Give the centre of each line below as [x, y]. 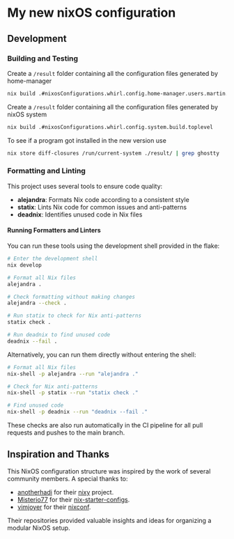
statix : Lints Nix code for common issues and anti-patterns [102, 207]
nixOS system [27, 114]
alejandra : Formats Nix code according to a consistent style [103, 199]
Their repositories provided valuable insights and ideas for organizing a [109, 520]
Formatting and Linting [46, 171]
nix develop [24, 265]
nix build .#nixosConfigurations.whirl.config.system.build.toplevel [110, 127]
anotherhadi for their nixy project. [65, 492]
